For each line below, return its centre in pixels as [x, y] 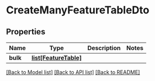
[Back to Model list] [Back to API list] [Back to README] [73, 72]
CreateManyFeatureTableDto [78, 10]
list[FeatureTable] [56, 58]
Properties [26, 32]
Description [104, 48]
